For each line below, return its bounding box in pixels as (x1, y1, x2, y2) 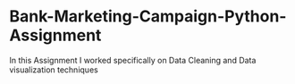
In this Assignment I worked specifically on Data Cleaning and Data (9, 55, 257, 65)
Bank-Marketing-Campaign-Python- (9, 6, 287, 27)
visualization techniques (9, 64, 98, 75)
